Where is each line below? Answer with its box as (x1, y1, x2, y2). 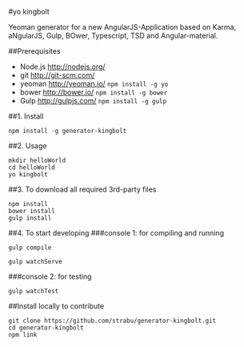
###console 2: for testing (8, 272, 92, 281)
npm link (8, 331, 38, 339)
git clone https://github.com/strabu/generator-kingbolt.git (8, 317, 217, 325)
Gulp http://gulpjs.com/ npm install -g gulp (19, 96, 166, 105)
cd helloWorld (8, 163, 56, 171)
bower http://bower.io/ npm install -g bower (19, 87, 168, 97)
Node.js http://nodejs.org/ (19, 62, 106, 71)
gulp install (8, 214, 52, 222)
